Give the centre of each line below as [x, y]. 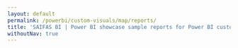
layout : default [31, 14]
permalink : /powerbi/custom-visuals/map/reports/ [82, 20]
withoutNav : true [33, 34]
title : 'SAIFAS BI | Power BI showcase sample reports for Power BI [110, 27]
